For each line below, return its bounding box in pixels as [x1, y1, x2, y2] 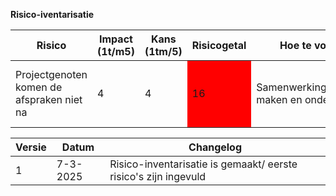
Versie [15, 140, 47, 154]
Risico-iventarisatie [10, 9, 95, 20]
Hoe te [279, 39, 312, 52]
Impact [99, 32, 133, 46]
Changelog [188, 140, 243, 154]
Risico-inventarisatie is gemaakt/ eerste [109, 157, 298, 171]
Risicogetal [191, 39, 247, 52]
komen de [15, 80, 63, 94]
